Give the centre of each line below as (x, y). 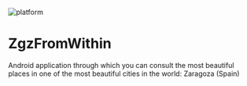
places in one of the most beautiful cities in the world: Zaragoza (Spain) (124, 73)
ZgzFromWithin (60, 44)
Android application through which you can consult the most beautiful (121, 65)
